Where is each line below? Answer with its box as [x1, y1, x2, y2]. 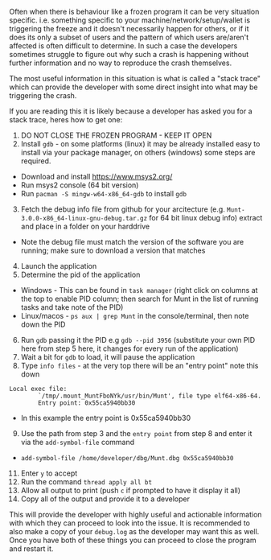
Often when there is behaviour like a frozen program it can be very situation [9, 7, 260, 16]
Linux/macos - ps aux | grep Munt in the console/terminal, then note [20, 311, 249, 320]
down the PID [20, 319, 66, 329]
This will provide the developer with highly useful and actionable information [9, 510, 262, 519]
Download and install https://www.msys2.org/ [20, 172, 173, 181]
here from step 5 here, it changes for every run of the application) [20, 344, 240, 353]
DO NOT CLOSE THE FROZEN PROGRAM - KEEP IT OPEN [20, 130, 212, 140]
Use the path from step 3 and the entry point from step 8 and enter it [20, 429, 253, 438]
